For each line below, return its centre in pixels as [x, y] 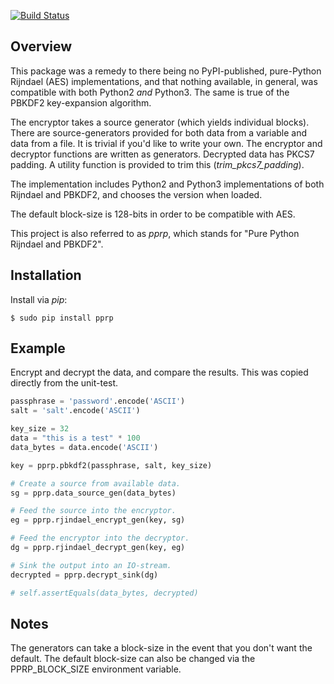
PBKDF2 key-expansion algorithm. [81, 102]
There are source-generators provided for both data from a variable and [159, 132]
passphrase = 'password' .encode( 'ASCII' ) [98, 401]
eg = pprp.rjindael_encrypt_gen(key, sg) [98, 520]
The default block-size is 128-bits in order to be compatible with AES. [153, 214]
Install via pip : [39, 299]
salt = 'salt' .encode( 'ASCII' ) [75, 411]
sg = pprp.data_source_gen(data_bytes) [93, 493]
